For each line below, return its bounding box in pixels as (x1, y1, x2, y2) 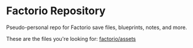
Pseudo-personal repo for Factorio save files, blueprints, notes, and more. (6, 24, 187, 31)
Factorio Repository (6, 4, 106, 18)
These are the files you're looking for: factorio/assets (6, 35, 136, 42)
